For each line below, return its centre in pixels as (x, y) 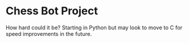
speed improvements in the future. (49, 33)
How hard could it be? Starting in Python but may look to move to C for (94, 27)
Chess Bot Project (52, 11)
